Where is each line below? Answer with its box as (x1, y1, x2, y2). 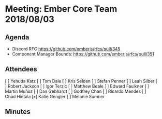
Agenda (5, 33, 29, 41)
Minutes (5, 108, 30, 116)
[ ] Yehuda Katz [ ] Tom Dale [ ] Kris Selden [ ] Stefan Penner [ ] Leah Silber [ (5, 78, 158, 84)
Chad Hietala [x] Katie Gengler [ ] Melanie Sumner (5, 93, 105, 99)
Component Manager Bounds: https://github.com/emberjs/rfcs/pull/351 (12, 51, 154, 57)
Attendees (5, 65, 37, 73)
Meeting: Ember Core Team (5, 3, 118, 15)
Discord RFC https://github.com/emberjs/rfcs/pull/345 (12, 46, 120, 51)
